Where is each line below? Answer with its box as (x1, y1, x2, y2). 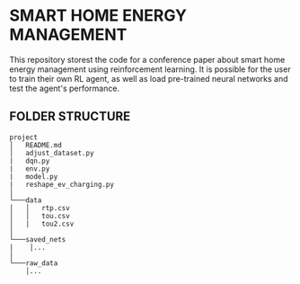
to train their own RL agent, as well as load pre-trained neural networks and (9, 73, 289, 84)
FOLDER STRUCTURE (9, 109, 131, 124)
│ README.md (9, 140, 63, 149)
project (9, 132, 39, 142)
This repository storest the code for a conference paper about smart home (9, 54, 286, 65)
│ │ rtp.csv (9, 203, 70, 212)
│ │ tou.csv (9, 211, 70, 220)
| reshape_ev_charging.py (9, 180, 115, 189)
